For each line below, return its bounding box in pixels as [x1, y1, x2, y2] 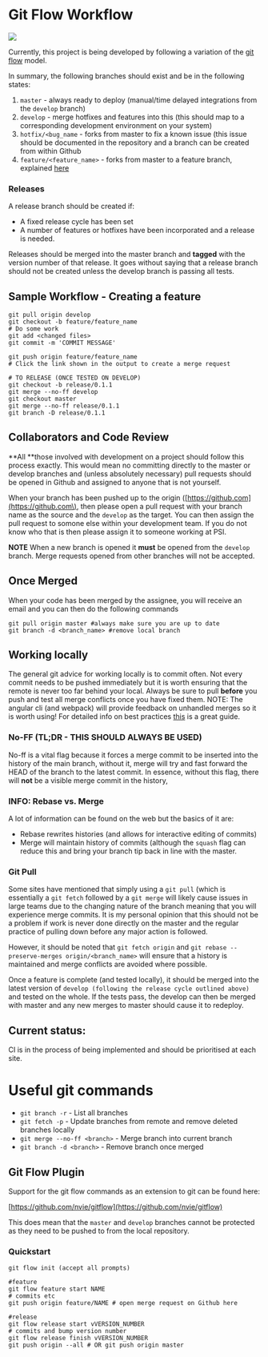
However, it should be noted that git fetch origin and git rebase [8, 942, 227, 952]
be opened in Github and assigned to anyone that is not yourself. [8, 477, 222, 487]
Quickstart [8, 1246, 51, 1257]
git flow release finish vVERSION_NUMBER [8, 1335, 149, 1343]
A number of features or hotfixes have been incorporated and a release [19, 226, 255, 235]
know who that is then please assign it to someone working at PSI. [8, 527, 226, 536]
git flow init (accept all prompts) [8, 1264, 130, 1272]
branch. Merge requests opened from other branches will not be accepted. [8, 551, 255, 560]
